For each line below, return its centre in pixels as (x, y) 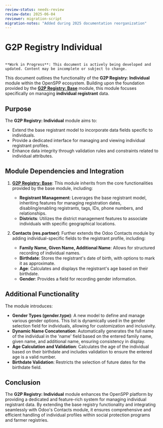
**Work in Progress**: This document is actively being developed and (78, 65)
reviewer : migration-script (34, 19)
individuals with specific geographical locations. (67, 224)
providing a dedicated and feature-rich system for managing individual (76, 399)
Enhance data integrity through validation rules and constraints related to (85, 151)
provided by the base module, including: (53, 188)
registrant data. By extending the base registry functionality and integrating (80, 405)
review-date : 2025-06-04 (30, 14)
